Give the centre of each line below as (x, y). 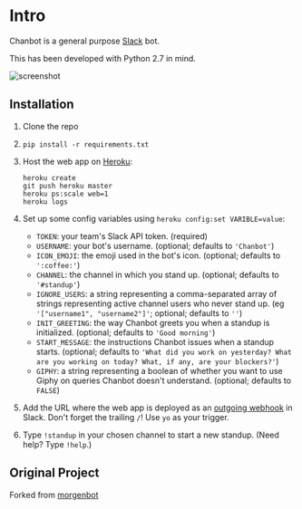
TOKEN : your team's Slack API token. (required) (122, 235)
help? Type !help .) (57, 444)
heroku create (49, 178)
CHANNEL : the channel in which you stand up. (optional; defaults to (157, 274)
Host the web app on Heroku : (78, 161)
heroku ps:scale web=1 (65, 194)
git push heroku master (68, 186)
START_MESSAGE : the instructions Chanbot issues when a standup (155, 341)
